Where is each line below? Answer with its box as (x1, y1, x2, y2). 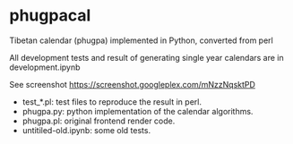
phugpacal (9, 5, 91, 26)
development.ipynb (9, 62, 81, 72)
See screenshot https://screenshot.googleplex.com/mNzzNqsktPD (9, 79, 255, 89)
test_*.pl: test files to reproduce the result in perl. (22, 96, 202, 107)
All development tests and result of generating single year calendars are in (9, 52, 284, 63)
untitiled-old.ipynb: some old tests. (22, 124, 151, 135)
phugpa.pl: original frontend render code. (22, 115, 176, 126)
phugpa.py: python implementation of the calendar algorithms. (22, 106, 254, 116)
